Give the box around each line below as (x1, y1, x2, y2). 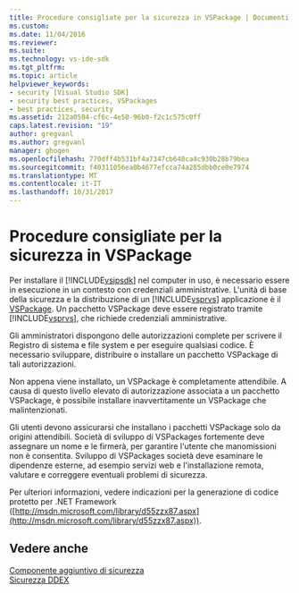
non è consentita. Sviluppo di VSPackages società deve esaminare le (9, 450, 263, 461)
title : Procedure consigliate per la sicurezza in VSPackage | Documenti (9, 13, 290, 22)
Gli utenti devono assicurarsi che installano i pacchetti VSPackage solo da (9, 421, 281, 432)
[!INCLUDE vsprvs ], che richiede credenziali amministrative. (9, 312, 228, 323)
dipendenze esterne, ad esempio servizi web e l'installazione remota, (9, 460, 264, 470)
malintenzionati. (9, 404, 68, 415)
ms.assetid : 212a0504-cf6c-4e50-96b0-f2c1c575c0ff (9, 113, 202, 122)
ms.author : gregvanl (9, 138, 87, 147)
